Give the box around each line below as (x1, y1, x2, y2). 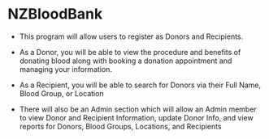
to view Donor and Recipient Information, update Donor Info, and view (19, 112, 254, 122)
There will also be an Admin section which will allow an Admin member (19, 104, 257, 114)
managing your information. (19, 64, 113, 74)
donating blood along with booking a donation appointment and (19, 56, 232, 65)
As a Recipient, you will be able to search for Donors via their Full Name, (19, 80, 262, 90)
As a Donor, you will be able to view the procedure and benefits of (19, 47, 241, 57)
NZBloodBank (7, 5, 103, 23)
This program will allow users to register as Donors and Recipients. (19, 32, 244, 41)
